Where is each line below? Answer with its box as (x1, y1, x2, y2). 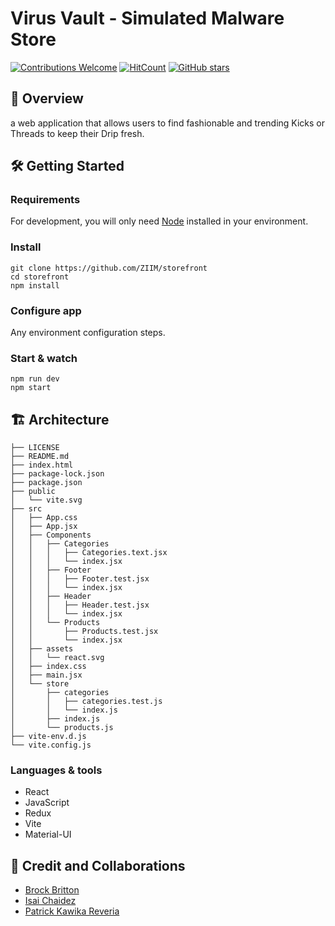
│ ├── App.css (10, 513, 78, 523)
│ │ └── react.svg (10, 653, 105, 663)
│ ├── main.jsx (10, 670, 83, 681)
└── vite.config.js (10, 740, 92, 751)
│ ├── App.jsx (10, 522, 78, 532)
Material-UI (24, 828, 72, 841)
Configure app (10, 303, 82, 317)
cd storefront (10, 272, 70, 282)
